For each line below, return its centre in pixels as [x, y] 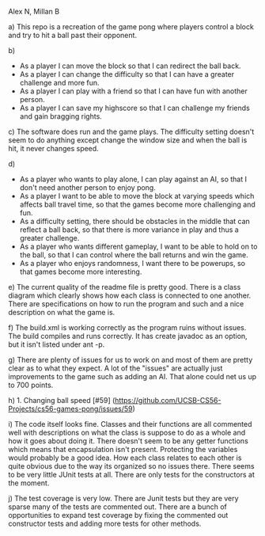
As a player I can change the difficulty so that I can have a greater [127, 74]
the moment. [29, 483]
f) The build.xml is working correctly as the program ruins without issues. [127, 327]
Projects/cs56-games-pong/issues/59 [70, 409]
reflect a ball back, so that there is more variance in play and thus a [129, 230]
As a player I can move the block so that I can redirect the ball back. [130, 66]
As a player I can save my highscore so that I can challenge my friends [135, 108]
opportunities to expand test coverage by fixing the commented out [118, 515]
